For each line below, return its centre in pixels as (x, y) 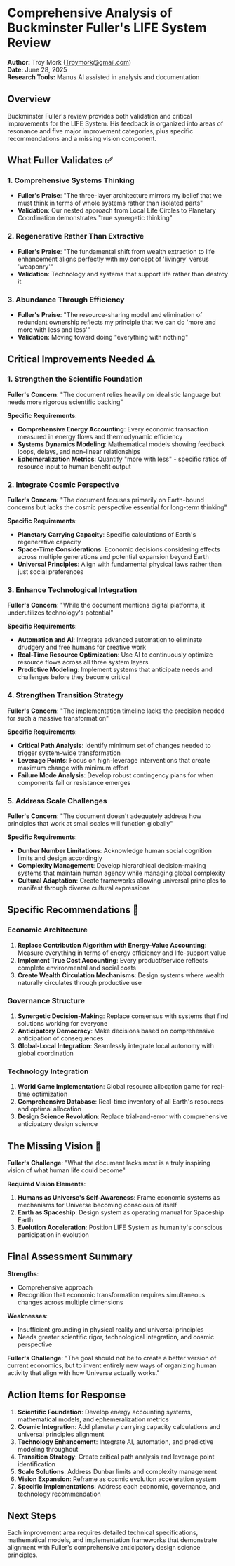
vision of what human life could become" (67, 1170)
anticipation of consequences (60, 1038)
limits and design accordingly (60, 858)
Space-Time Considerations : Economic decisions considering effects (119, 549)
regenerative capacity (49, 542)
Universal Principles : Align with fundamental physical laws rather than (120, 564)
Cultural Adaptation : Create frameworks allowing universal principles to (122, 880)
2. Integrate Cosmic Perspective (63, 484)
